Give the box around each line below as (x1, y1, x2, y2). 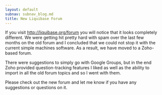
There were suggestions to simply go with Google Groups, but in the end (5, 59, 152, 66)
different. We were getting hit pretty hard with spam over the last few (5, 35, 144, 40)
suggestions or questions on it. (5, 85, 68, 91)
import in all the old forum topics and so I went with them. (5, 70, 121, 76)
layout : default (5, 7, 38, 12)
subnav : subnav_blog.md (5, 12, 54, 17)
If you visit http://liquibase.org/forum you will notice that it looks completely (5, 30, 158, 36)
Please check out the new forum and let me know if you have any (5, 79, 137, 85)
